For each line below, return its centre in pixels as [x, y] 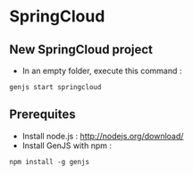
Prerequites [42, 115]
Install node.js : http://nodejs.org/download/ [103, 136]
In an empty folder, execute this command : [102, 71]
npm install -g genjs [50, 162]
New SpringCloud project [81, 50]
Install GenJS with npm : [67, 146]
